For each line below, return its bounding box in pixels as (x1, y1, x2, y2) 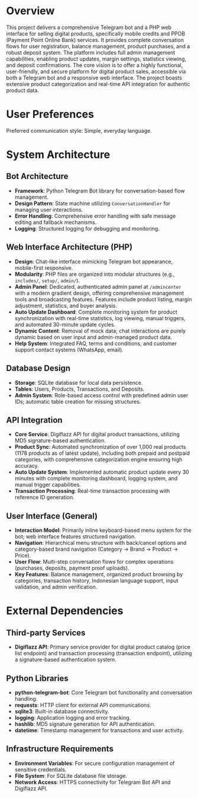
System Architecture (6, 148, 111, 161)
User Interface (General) (6, 511, 98, 521)
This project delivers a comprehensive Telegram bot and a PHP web (6, 24, 172, 31)
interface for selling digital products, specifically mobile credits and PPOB (6, 30, 186, 37)
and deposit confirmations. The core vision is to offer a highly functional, (6, 61, 183, 69)
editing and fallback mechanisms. (14, 218, 97, 226)
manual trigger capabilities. (14, 481, 82, 489)
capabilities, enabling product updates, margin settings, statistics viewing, (6, 55, 186, 62)
